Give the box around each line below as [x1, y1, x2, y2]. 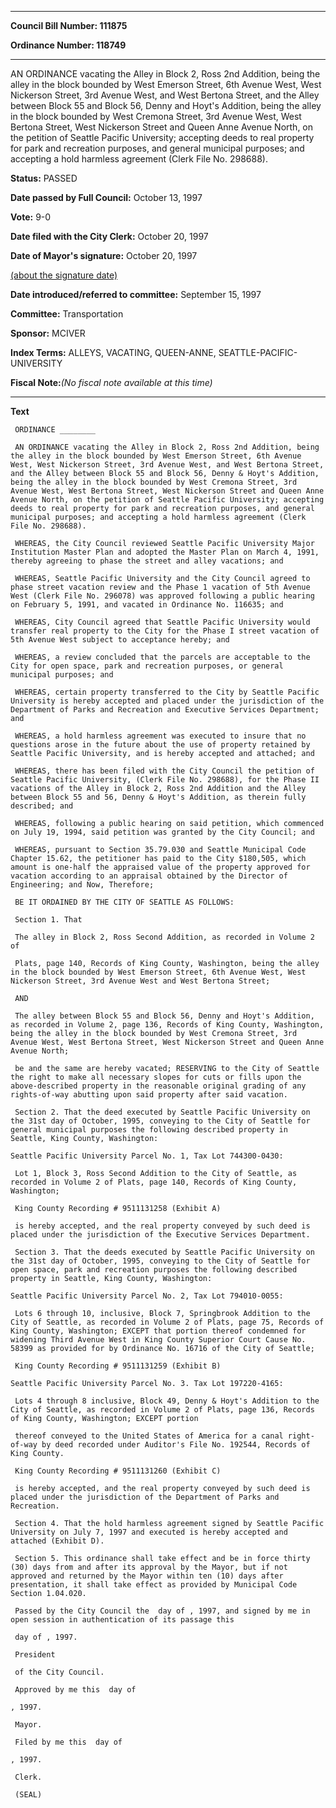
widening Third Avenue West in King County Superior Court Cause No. [10, 1335, 307, 1345]
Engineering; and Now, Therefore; [10, 880, 155, 890]
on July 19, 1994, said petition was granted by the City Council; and [10, 827, 315, 837]
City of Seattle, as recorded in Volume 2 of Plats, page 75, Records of [10, 1317, 325, 1327]
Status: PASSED [10, 172, 78, 184]
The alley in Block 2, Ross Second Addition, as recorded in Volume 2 [14, 932, 315, 942]
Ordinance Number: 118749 [10, 39, 127, 51]
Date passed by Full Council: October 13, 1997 [10, 192, 203, 203]
